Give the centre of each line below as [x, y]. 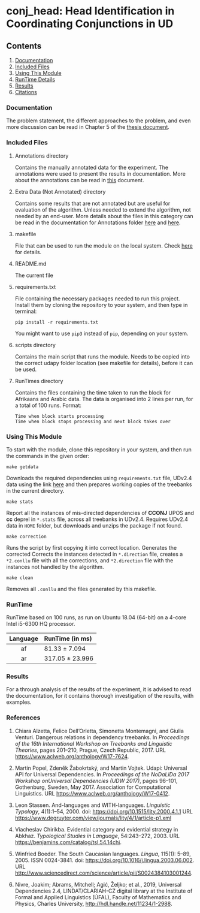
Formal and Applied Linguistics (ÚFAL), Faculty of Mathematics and [98, 897]
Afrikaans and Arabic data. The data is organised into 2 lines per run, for [104, 399]
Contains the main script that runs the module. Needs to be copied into [102, 356]
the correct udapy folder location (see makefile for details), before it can [104, 363]
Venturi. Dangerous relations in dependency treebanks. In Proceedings [102, 737]
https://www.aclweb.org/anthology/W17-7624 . [72, 756]
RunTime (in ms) [68, 638]
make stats [20, 502]
